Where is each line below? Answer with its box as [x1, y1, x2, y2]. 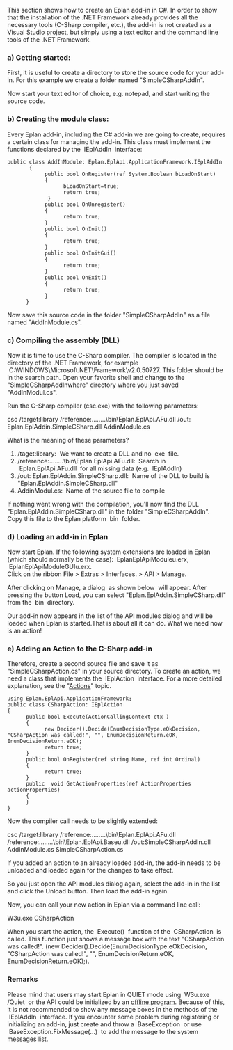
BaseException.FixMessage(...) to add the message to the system [8, 1027, 199, 1035]
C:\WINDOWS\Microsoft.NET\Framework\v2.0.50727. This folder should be [8, 365, 224, 374]
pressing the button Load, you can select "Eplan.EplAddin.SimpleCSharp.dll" [7, 591, 227, 599]
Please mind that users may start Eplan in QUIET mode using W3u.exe [7, 990, 210, 999]
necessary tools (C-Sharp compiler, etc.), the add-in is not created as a [7, 21, 211, 29]
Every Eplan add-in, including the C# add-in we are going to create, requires [7, 130, 226, 138]
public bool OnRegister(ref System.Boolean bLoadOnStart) [44, 170, 216, 177]
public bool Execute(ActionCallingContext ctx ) [25, 713, 170, 721]
